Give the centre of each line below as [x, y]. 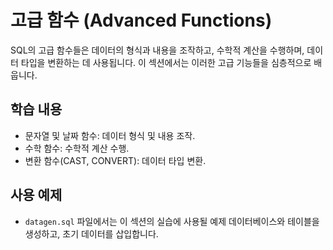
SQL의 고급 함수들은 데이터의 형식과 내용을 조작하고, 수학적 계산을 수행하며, [157, 50]
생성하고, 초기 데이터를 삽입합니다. [91, 233]
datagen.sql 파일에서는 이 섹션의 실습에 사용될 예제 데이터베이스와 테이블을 [172, 221]
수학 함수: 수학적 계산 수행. [77, 148]
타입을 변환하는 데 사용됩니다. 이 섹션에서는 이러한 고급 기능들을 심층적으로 [166, 62]
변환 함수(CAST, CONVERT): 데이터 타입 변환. [115, 160]
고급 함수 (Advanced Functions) [141, 20]
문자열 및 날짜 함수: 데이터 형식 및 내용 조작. [110, 135]
